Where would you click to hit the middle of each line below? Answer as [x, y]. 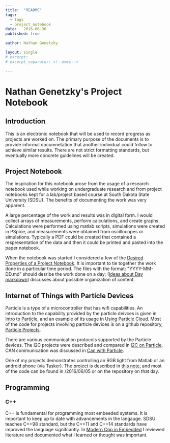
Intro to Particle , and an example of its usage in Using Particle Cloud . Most [83, 319]
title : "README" [24, 10]
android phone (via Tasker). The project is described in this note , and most [83, 366]
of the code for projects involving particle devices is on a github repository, [84, 324]
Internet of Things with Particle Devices [69, 295]
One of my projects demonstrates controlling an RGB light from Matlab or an [85, 361]
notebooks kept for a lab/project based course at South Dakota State [77, 194]
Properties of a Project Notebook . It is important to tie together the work [81, 263]
